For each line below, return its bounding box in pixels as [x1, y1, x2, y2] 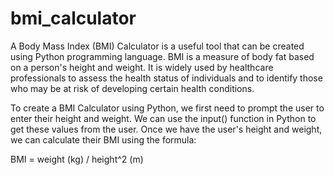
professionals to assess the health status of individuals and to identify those [10, 72, 323, 84]
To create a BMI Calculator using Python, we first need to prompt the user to [10, 102, 325, 114]
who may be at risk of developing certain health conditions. [10, 82, 255, 94]
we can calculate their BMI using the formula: [10, 133, 197, 146]
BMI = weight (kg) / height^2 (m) [10, 153, 144, 165]
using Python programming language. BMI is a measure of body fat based [10, 50, 315, 62]
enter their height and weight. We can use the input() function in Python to [10, 112, 317, 124]
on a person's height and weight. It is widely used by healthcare [10, 61, 274, 73]
